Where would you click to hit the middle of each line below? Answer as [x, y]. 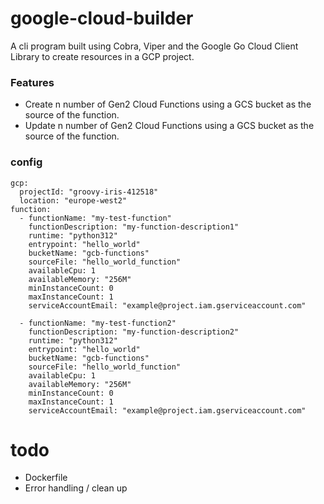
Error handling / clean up [76, 488]
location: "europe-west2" [73, 200]
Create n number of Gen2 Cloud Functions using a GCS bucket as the [168, 104]
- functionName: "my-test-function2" [98, 323]
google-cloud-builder [102, 18]
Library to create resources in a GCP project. [102, 56]
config [26, 162]
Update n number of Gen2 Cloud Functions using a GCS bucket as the [169, 126]
